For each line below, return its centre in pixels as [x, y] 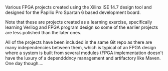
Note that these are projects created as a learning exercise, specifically [79, 22]
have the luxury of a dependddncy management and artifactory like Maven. [83, 58]
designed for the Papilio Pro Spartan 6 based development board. [73, 12]
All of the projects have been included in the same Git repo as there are [79, 42]
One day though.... [24, 63]
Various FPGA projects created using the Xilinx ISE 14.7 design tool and [78, 7]
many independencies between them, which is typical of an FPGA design [81, 47]
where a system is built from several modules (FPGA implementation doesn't [84, 53]
